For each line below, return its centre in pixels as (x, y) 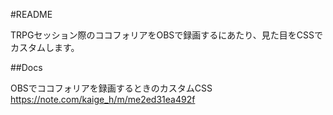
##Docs (26, 67)
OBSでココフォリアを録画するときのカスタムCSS (111, 88)
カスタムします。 (45, 47)
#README (31, 14)
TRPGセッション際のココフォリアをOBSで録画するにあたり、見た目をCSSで (166, 35)
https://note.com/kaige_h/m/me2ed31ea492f (103, 99)
